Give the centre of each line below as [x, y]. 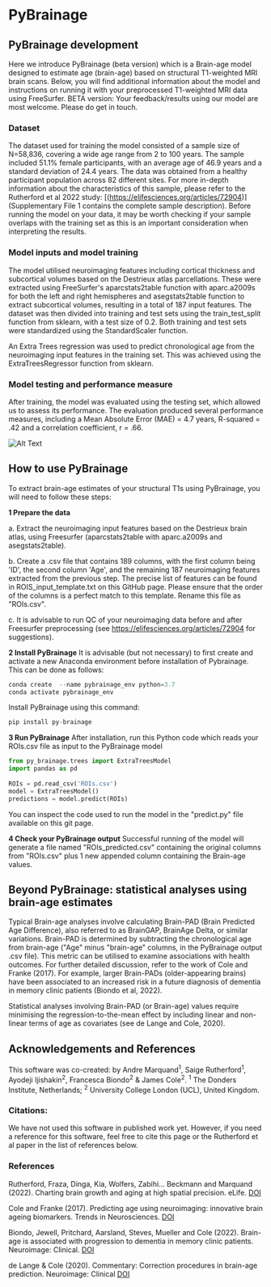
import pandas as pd [43, 769]
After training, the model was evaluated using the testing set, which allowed [135, 401]
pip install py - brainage [50, 722]
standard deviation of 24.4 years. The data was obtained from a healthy [128, 171]
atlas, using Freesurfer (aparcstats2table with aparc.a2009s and [115, 536]
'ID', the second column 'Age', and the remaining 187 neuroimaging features [134, 569]
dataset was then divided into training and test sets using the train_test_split [135, 313]
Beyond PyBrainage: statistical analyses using [128, 889]
